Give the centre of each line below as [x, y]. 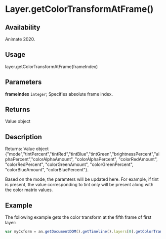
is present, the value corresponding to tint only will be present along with [79, 185]
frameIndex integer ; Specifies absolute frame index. [59, 94]
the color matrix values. [29, 190]
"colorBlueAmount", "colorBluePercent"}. [47, 170]
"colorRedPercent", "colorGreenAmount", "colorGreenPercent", [69, 164]
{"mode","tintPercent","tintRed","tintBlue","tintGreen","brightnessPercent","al [82, 154]
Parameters [23, 82]
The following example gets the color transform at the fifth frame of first [78, 217]
